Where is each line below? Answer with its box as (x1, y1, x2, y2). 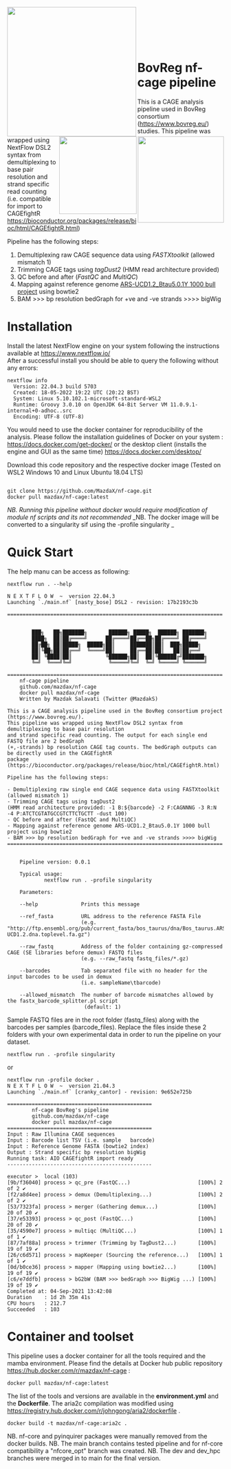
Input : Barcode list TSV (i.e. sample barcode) (7, 1136, 155, 1144)
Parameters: (19, 888, 54, 895)
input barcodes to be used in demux (7, 973, 112, 980)
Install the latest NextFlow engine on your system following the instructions (7, 342, 220, 350)
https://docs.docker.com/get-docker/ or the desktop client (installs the (7, 440, 207, 448)
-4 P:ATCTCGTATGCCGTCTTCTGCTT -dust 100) (7, 810, 128, 817)
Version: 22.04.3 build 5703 (13, 383, 97, 390)
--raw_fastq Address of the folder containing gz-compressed (19, 943, 223, 950)
